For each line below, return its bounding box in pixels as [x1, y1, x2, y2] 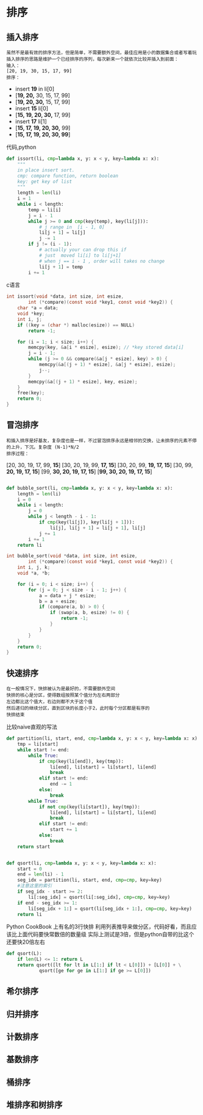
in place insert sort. [17, 167, 75, 173]
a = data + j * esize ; [38, 592, 97, 599]
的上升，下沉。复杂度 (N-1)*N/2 [6, 444, 79, 450]
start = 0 [17, 866, 43, 872]
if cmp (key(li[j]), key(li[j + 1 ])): [38, 519, 135, 525]
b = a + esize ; [38, 598, 78, 604]
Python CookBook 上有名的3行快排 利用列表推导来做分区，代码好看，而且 [6, 923, 192, 931]
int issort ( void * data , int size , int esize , [6, 293, 124, 300]
